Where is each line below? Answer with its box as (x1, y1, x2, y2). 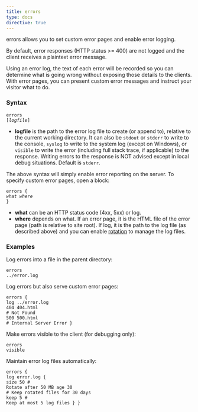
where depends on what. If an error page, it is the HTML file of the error (14, 215, 190, 222)
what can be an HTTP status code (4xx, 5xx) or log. (14, 209, 142, 216)
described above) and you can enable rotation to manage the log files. (14, 228, 186, 235)
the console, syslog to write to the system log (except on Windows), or (14, 140, 187, 147)
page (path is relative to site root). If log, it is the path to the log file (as (14, 221, 186, 228)
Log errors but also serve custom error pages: (6, 283, 119, 290)
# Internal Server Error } (6, 320, 73, 326)
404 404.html (6, 304, 38, 310)
